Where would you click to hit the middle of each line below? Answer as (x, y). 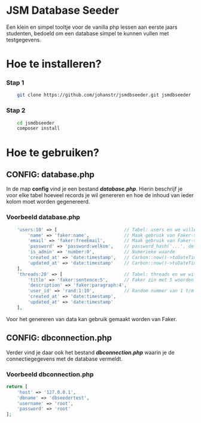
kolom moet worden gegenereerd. (48, 202)
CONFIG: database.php (50, 174)
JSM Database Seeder (63, 10)
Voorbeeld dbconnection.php (50, 374)
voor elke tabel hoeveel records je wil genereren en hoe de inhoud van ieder (100, 195)
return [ (17, 386)
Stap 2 (16, 110)
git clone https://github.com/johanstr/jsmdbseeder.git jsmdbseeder (104, 95)
